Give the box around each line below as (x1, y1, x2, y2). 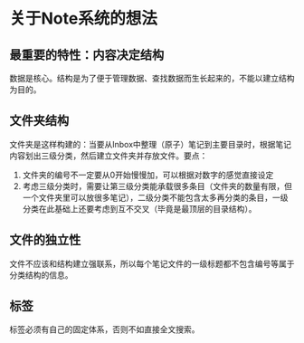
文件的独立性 (9, 233, 81, 248)
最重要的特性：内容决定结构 (9, 47, 165, 62)
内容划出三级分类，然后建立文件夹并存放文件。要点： (9, 150, 208, 161)
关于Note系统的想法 (9, 8, 158, 29)
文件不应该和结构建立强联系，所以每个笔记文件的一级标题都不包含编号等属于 (9, 258, 295, 269)
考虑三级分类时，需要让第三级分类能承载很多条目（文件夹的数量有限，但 (22, 180, 292, 191)
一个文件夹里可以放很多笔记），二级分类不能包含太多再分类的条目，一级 (22, 192, 289, 203)
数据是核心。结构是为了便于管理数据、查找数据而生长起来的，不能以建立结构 (9, 73, 295, 83)
